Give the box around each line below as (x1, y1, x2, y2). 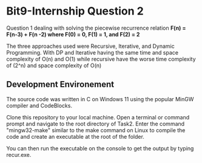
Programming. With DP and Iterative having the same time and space (6, 48, 179, 56)
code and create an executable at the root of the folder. (6, 133, 144, 140)
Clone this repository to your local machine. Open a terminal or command (6, 113, 190, 121)
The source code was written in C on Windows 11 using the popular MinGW (6, 95, 194, 102)
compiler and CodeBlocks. (6, 102, 73, 109)
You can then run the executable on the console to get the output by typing (6, 144, 194, 152)
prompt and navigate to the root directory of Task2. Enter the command (6, 120, 185, 127)
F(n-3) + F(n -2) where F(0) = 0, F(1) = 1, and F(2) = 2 (6, 30, 140, 38)
